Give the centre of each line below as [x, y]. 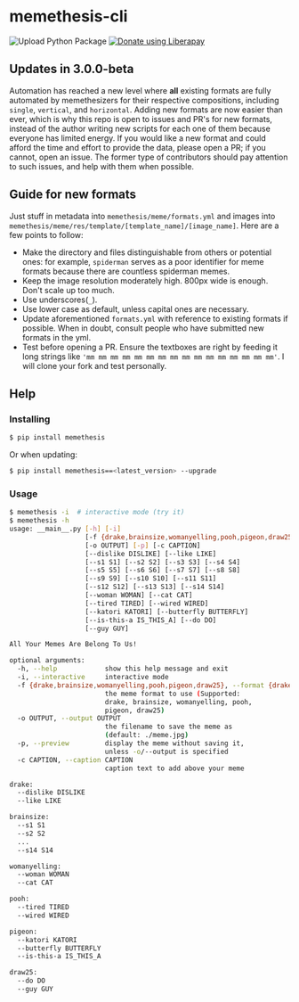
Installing [30, 419]
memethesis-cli [69, 16]
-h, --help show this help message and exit [123, 669]
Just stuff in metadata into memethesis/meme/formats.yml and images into [142, 216]
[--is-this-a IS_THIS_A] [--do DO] [151, 620]
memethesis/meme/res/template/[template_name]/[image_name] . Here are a [144, 226]
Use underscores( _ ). [60, 300]
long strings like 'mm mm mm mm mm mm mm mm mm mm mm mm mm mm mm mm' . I [153, 356]
